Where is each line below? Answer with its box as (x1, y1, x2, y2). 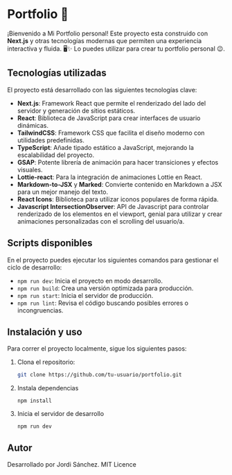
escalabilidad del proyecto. (17, 151, 95, 159)
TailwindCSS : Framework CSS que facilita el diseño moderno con (17, 128, 205, 137)
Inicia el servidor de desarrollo (17, 410, 105, 418)
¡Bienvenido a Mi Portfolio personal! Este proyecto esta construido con (7, 29, 208, 37)
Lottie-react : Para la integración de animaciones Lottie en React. (17, 173, 203, 181)
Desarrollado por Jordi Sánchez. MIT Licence (7, 460, 136, 469)
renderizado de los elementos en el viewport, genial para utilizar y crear (17, 210, 223, 218)
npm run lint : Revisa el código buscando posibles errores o (17, 299, 189, 307)
